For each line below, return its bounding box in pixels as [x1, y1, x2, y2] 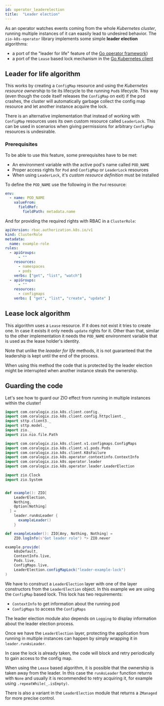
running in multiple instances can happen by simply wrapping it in [5, 635, 138, 641]
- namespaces [18, 264, 45, 269]
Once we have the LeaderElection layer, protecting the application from [5, 630, 149, 636]
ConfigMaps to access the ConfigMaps [12, 606, 86, 612]
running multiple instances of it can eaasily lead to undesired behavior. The [5, 30, 157, 36]
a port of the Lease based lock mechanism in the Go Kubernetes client [12, 55, 153, 61]
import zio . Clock [5, 473, 41, 478]
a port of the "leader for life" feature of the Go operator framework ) [12, 50, 148, 56]
